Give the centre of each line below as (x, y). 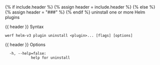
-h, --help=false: (28, 53)
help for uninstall (50, 58)
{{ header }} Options (25, 45)
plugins (12, 17)
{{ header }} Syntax (24, 27)
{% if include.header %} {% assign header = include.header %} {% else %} (80, 7)
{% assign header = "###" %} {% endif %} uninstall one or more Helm (75, 12)
